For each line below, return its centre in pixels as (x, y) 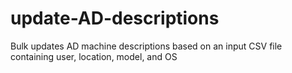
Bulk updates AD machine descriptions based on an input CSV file (146, 46)
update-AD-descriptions (115, 18)
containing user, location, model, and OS (94, 56)
